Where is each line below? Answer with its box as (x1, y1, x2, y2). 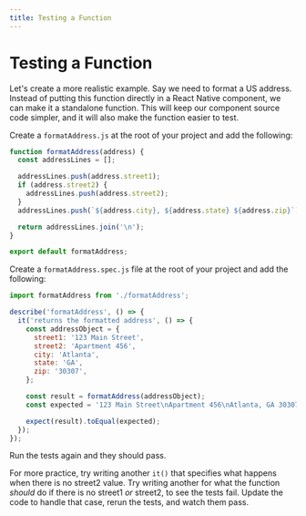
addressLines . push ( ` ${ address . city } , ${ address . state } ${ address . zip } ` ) (17, 206, 300, 215)
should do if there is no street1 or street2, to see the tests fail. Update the (9, 487, 284, 498)
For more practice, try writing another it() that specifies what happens (9, 468, 278, 479)
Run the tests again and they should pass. (9, 450, 167, 461)
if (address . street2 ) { (17, 181, 107, 190)
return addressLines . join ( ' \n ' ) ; (17, 222, 145, 232)
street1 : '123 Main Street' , (33, 333, 145, 342)
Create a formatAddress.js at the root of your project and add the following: (9, 129, 293, 140)
